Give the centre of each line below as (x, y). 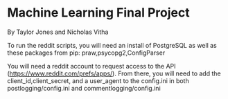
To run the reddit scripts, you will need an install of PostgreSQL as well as (112, 45)
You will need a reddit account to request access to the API (91, 66)
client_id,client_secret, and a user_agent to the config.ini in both (98, 80)
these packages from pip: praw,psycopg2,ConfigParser (86, 53)
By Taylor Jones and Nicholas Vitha (58, 32)
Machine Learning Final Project (98, 13)
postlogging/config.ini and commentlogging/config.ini (84, 88)
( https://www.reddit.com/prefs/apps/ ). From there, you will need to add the (114, 73)
